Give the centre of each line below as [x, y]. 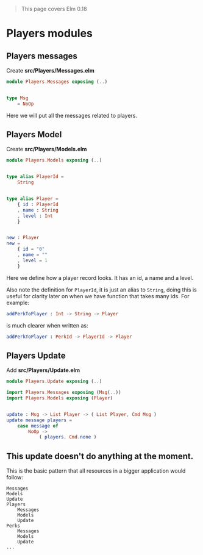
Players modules [50, 34]
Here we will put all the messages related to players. [72, 115]
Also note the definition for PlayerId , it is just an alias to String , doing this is [101, 290]
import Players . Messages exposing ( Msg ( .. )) [64, 393]
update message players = [39, 420]
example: [18, 303]
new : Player [23, 238]
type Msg [17, 98]
